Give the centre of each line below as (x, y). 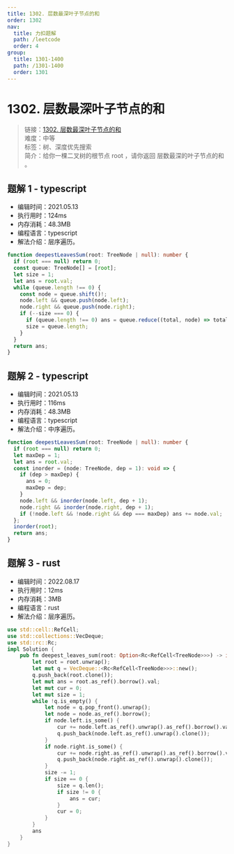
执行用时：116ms (41, 403)
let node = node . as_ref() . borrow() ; (97, 714)
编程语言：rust (38, 607)
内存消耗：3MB (39, 599)
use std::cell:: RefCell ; (43, 630)
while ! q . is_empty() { (65, 701)
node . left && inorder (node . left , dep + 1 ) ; (84, 500)
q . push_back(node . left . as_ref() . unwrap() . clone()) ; (133, 733)
